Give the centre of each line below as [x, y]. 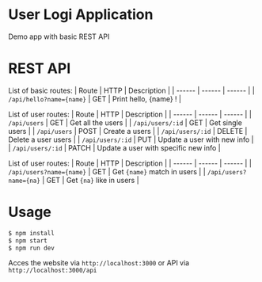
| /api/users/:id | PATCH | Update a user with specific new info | [114, 147]
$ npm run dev [32, 248]
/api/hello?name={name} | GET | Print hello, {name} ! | [95, 99]
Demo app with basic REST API [59, 36]
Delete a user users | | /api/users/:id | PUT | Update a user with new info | [131, 139]
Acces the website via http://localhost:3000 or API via [99, 263]
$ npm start [28, 240]
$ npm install [32, 233]
